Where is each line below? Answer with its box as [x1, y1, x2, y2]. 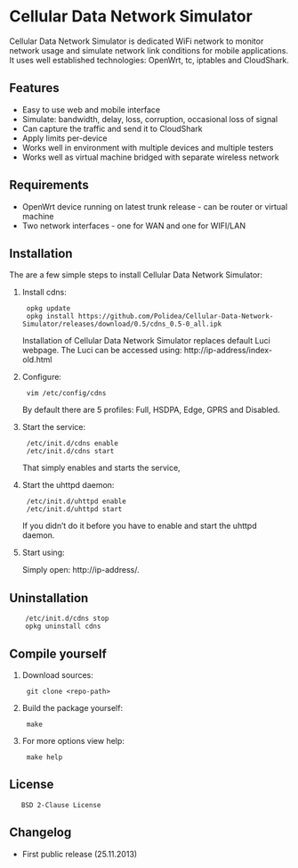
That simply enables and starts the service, [21, 462, 181, 474]
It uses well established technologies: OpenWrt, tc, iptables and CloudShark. [9, 54, 289, 65]
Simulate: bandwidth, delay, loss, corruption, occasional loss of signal [21, 113, 278, 124]
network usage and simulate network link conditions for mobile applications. [9, 45, 289, 55]
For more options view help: [21, 736, 125, 746]
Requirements [9, 178, 89, 193]
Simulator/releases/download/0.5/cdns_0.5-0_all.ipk [21, 319, 222, 329]
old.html [21, 354, 52, 365]
